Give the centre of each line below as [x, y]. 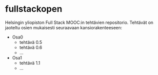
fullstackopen [34, 9]
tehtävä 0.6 [31, 47]
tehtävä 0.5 [31, 42]
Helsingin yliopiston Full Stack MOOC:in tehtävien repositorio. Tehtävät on [79, 22]
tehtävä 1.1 [30, 63]
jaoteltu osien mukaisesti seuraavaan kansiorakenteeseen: [64, 27]
